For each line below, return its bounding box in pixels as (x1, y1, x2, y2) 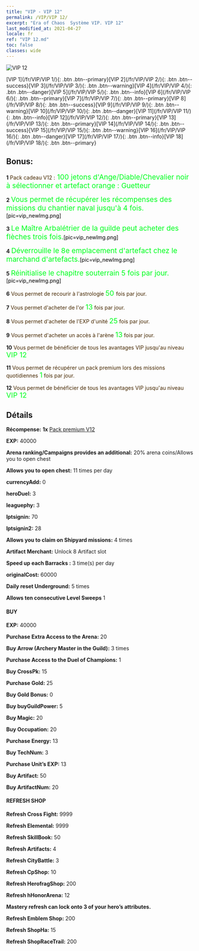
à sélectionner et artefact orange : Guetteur (6, 181, 151, 190)
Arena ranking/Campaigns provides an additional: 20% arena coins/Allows (6, 449, 194, 456)
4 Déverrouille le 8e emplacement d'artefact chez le (6, 246, 178, 255)
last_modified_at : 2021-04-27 (6, 25, 82, 32)
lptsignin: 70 (6, 513, 38, 521)
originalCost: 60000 (6, 571, 57, 579)
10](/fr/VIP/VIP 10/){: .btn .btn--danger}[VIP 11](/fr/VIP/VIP (39, 107, 182, 114)
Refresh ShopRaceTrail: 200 (6, 938, 77, 945)
